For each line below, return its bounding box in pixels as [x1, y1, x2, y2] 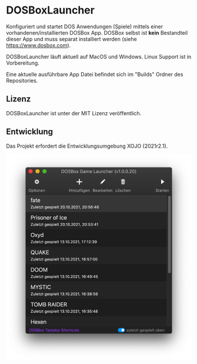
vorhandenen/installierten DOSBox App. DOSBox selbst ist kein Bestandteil [6, 29, 188, 36]
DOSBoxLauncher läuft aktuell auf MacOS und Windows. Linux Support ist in [6, 53, 192, 60]
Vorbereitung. [6, 59, 39, 66]
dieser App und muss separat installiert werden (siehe [6, 35, 137, 42]
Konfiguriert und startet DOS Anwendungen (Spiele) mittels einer [6, 23, 163, 30]
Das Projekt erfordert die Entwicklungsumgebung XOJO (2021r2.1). [6, 142, 168, 149]
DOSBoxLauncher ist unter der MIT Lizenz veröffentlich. [6, 109, 142, 116]
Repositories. [6, 77, 38, 84]
